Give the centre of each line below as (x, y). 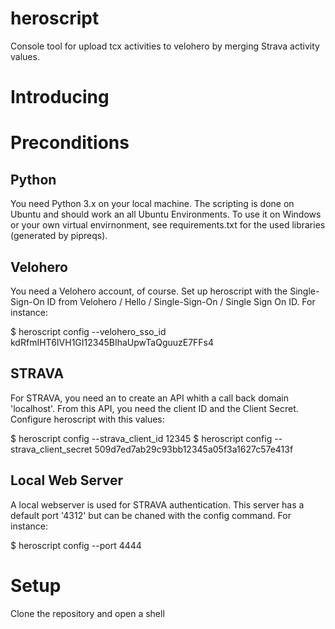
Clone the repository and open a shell (87, 613)
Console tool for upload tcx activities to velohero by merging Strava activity (165, 46)
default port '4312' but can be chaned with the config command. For (151, 515)
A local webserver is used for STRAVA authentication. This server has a (157, 504)
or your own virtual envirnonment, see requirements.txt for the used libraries (168, 225)
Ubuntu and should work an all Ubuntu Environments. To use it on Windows (166, 214)
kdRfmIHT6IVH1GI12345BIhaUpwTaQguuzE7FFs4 (112, 342)
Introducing (60, 97)
